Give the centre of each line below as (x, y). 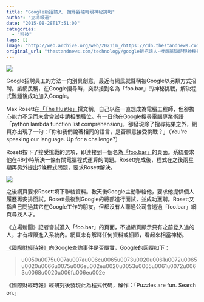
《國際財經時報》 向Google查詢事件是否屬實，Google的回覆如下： (88, 247)
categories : (21, 29)
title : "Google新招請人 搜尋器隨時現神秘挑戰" (61, 12)
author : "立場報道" (29, 18)
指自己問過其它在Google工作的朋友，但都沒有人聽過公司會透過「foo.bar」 (99, 206)
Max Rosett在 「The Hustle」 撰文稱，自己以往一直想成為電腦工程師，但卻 (98, 109)
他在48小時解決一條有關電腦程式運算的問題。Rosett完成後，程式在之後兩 (97, 159)
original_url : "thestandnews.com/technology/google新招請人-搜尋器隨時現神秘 (101, 52)
